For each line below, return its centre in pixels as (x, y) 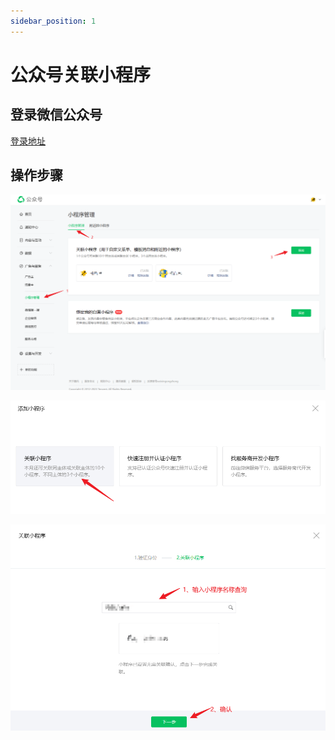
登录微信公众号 (56, 115)
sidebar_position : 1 (53, 21)
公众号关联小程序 (81, 74)
